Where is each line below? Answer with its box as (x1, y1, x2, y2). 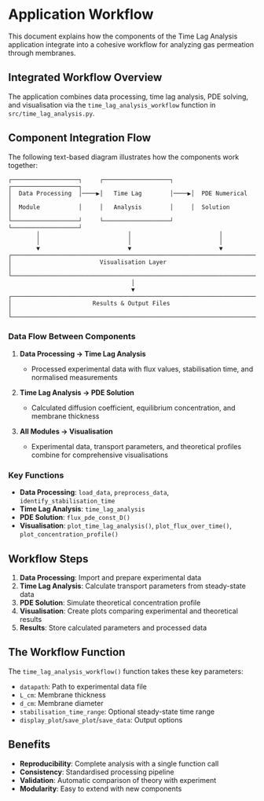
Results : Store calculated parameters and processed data (19, 623, 207, 632)
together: (8, 160, 38, 170)
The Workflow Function (8, 646, 126, 659)
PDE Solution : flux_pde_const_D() (19, 513, 131, 522)
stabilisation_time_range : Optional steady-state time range (19, 707, 214, 716)
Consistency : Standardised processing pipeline (19, 767, 174, 777)
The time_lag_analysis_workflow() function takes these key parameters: (8, 666, 244, 676)
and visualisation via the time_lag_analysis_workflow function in (8, 100, 216, 109)
